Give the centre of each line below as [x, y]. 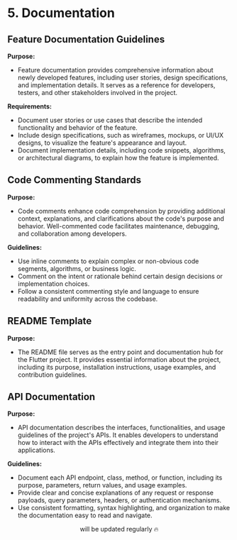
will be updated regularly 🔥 [119, 529]
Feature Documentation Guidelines [86, 39]
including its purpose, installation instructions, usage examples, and [117, 367]
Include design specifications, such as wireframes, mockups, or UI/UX [121, 135]
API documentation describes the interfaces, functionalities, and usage [121, 428]
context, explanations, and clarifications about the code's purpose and [121, 219]
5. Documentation [61, 13]
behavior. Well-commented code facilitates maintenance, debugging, [118, 226]
